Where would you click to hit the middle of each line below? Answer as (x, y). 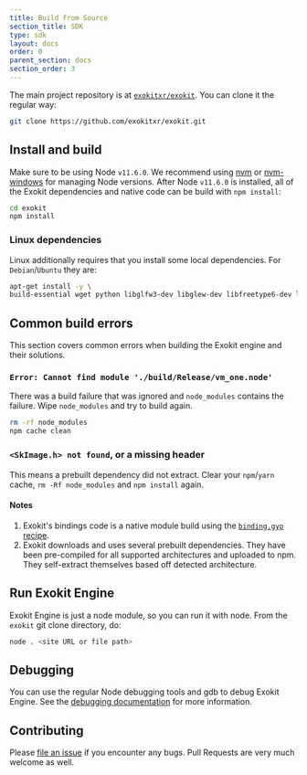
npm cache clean (40, 431)
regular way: (33, 104)
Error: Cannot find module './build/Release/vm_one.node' (141, 377)
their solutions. (37, 355)
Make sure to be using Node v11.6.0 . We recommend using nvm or (136, 172)
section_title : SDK (47, 27)
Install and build (56, 150)
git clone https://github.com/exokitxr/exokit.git (108, 121)
